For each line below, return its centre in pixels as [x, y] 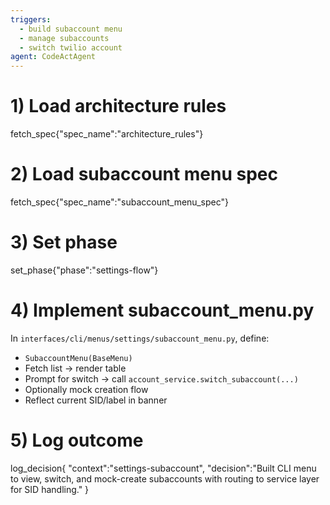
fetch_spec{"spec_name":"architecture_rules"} [107, 134]
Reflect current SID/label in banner [96, 400]
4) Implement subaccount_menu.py [162, 310]
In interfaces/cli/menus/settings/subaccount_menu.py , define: [140, 338]
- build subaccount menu [71, 29]
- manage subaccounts [64, 38]
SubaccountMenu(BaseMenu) [78, 358]
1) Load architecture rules [118, 106]
